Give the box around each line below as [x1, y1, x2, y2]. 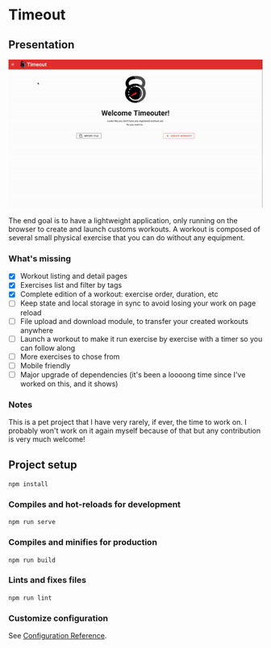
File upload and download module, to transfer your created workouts [19, 316, 248, 326]
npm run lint [8, 594, 52, 602]
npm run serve [8, 518, 56, 526]
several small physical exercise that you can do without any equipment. [8, 233, 246, 243]
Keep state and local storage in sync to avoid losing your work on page [19, 298, 256, 308]
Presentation [8, 38, 75, 52]
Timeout [8, 6, 66, 24]
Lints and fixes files [8, 575, 87, 586]
